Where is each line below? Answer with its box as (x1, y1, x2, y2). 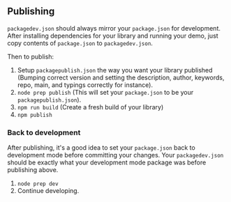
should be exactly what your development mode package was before (7, 158, 207, 166)
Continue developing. (17, 187, 80, 195)
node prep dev (17, 180, 59, 187)
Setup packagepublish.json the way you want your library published (17, 65, 213, 74)
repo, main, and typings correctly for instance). (17, 80, 154, 89)
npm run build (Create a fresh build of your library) (17, 102, 164, 111)
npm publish (17, 111, 52, 118)
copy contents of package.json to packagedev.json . (7, 38, 154, 47)
